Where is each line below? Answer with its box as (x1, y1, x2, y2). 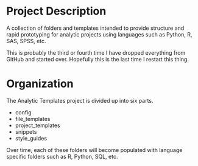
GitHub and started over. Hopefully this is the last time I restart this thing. (6, 55, 189, 63)
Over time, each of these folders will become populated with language (6, 146, 183, 153)
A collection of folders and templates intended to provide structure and (6, 24, 185, 32)
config (15, 108, 32, 116)
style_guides (15, 134, 48, 142)
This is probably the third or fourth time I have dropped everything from (6, 49, 186, 56)
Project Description (6, 4, 107, 18)
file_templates (15, 115, 51, 122)
